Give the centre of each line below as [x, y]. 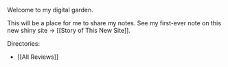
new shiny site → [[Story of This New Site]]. [69, 30]
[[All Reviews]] [38, 57]
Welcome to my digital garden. [50, 10]
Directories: [23, 43]
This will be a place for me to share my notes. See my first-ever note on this [114, 23]
